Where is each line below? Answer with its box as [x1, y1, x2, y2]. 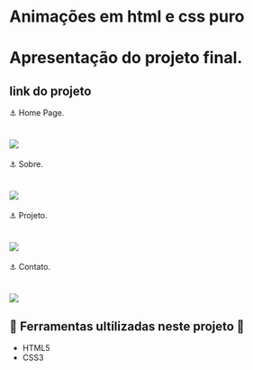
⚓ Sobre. [9, 159, 43, 170]
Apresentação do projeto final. [9, 48, 243, 69]
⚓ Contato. [9, 262, 51, 272]
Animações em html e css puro [9, 6, 245, 27]
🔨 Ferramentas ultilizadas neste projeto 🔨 [9, 319, 245, 334]
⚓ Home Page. [9, 107, 65, 118]
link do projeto [9, 83, 92, 98]
